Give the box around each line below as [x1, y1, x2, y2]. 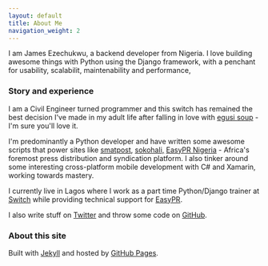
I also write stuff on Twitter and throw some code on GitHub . [8, 210, 208, 220]
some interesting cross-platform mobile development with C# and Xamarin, [8, 162, 256, 171]
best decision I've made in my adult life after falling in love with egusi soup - [8, 112, 258, 122]
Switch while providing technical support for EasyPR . [8, 194, 182, 204]
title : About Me [8, 19, 62, 27]
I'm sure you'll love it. [8, 121, 78, 131]
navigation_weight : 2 [8, 26, 81, 34]
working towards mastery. [8, 170, 94, 180]
